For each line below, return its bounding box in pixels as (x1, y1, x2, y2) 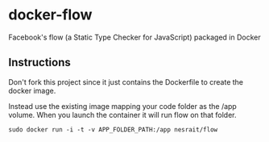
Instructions (8, 56, 71, 69)
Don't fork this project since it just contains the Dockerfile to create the (8, 77, 244, 86)
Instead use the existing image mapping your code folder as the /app (8, 101, 238, 111)
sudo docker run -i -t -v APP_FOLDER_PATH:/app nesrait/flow (8, 125, 218, 134)
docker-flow (8, 6, 93, 24)
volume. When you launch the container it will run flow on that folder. (8, 110, 237, 119)
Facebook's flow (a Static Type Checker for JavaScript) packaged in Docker (8, 32, 261, 42)
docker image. (8, 86, 56, 95)
